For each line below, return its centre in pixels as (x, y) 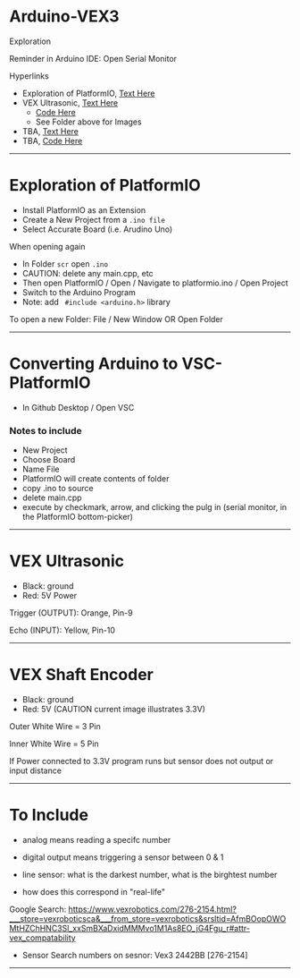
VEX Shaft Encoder (81, 675)
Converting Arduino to (94, 364)
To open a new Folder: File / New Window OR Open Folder (116, 319)
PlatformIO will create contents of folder (96, 479)
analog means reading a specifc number (96, 839)
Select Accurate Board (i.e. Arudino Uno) (97, 229)
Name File (41, 469)
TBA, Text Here (50, 131)
